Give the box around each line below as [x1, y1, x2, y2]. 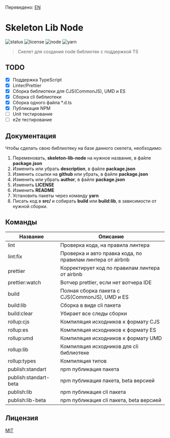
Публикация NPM [12, 105, 51, 111]
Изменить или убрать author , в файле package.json [12, 177, 125, 183]
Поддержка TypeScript [12, 76, 62, 83]
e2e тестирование [12, 116, 52, 123]
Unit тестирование [12, 111, 53, 117]
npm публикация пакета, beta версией [60, 377, 155, 384]
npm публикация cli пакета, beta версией [60, 396, 162, 404]
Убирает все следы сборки [60, 310, 127, 317]
